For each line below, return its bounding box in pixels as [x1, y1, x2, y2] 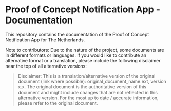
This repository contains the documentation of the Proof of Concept [5, 31, 149, 37]
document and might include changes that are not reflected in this [17, 89, 158, 95]
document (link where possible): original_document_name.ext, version [17, 78, 167, 84]
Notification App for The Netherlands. [5, 37, 85, 43]
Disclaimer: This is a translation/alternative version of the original [17, 73, 156, 79]
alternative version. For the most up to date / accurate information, [17, 95, 159, 101]
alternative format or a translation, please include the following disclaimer [5, 57, 161, 63]
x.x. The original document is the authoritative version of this [17, 83, 147, 90]
